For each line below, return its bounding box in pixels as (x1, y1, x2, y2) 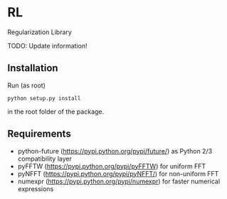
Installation (7, 62, 58, 75)
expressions (17, 184, 54, 193)
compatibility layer (17, 154, 73, 163)
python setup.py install (7, 95, 81, 102)
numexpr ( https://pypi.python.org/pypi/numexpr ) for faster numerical (17, 177, 221, 185)
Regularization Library (7, 28, 73, 36)
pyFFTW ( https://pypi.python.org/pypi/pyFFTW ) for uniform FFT (17, 161, 206, 171)
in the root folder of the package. (7, 107, 105, 116)
